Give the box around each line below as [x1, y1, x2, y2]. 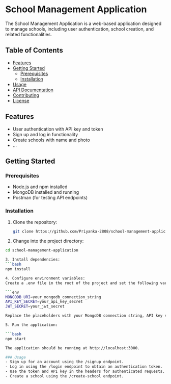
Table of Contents [5, 46, 64, 55]
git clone [12, 228, 34, 234]
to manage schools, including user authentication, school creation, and [5, 25, 154, 32]
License [12, 97, 30, 104]
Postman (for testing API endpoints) [12, 195, 88, 201]
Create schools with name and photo [12, 137, 90, 143]
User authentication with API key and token [12, 126, 103, 132]
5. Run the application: [5, 322, 58, 327]
